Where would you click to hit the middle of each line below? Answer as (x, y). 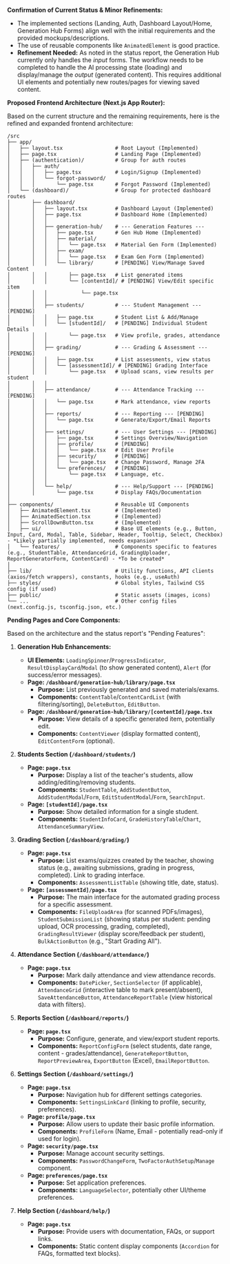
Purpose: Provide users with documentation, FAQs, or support (126, 1231)
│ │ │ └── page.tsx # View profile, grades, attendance (114, 336)
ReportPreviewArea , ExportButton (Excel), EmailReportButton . (124, 1060)
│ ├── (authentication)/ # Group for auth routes (97, 160)
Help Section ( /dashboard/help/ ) (63, 1210)
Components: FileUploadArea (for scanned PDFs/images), (121, 912)
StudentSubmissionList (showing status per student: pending (124, 919)
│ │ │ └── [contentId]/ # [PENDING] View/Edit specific (111, 281)
